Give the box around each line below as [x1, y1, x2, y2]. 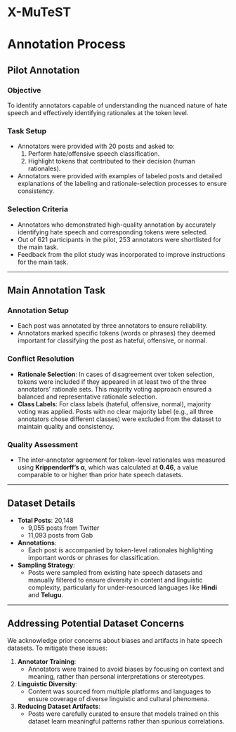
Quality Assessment [7, 439, 79, 449]
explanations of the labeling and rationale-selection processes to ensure [17, 180, 227, 188]
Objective [7, 85, 41, 95]
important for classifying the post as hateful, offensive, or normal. [17, 336, 207, 345]
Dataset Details [7, 498, 76, 510]
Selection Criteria [7, 204, 69, 214]
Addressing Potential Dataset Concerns [7, 618, 185, 630]
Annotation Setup [7, 305, 69, 315]
